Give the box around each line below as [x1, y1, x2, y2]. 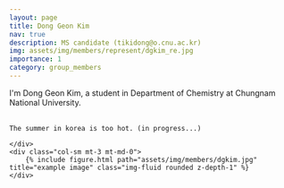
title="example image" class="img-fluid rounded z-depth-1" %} [9, 163, 250, 172]
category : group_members [9, 64, 102, 73]
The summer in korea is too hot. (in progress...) [9, 124, 202, 132]
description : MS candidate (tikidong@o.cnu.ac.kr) [9, 38, 202, 47]
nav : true [9, 30, 46, 38]
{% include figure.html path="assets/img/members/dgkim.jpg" [25, 155, 257, 164]
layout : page [9, 13, 58, 22]
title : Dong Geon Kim [9, 21, 90, 30]
